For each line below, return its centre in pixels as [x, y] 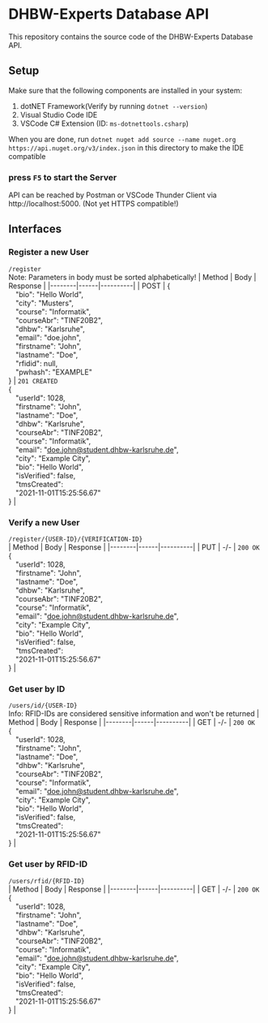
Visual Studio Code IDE [59, 114]
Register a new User [49, 253]
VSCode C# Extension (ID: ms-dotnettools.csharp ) [104, 123]
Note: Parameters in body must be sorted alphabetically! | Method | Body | [132, 277]
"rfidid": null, [37, 363]
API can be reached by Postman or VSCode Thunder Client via [113, 195]
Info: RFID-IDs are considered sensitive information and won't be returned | [134, 714]
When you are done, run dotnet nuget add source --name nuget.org [122, 139]
